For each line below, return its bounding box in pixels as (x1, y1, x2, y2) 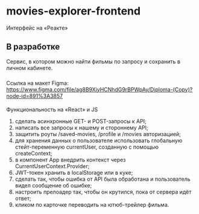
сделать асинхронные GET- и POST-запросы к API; (14, 118, 147, 125)
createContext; (14, 150, 52, 157)
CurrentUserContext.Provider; (14, 163, 90, 170)
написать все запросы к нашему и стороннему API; (14, 124, 149, 131)
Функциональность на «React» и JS (6, 106, 98, 113)
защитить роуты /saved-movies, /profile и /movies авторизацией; (14, 131, 181, 138)
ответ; (14, 195, 31, 202)
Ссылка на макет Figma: (6, 79, 69, 86)
